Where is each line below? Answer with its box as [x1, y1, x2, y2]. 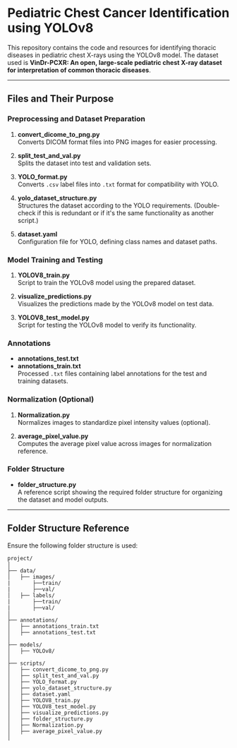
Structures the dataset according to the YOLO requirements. [17, 201, 193, 210]
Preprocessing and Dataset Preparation [7, 114, 146, 124]
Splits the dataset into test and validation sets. [17, 159, 152, 167]
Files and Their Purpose [7, 93, 114, 105]
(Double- [193, 201, 220, 210]
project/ [7, 555, 33, 562]
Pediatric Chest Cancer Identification [7, 5, 230, 21]
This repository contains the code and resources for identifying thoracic [7, 43, 217, 52]
